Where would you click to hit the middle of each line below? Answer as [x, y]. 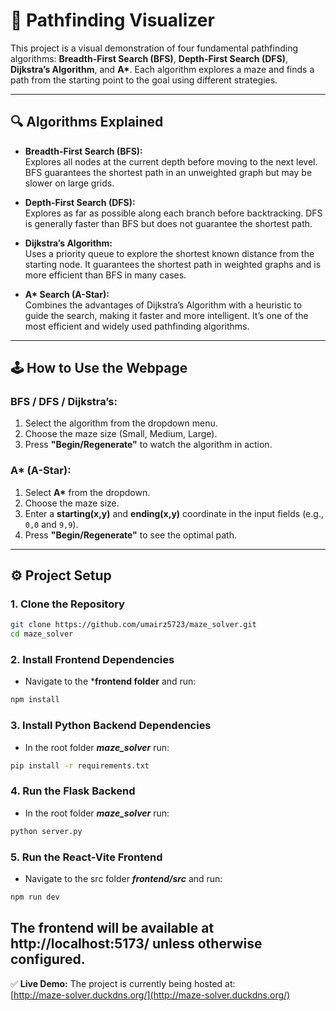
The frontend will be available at [112, 928]
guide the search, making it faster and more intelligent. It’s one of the [166, 315]
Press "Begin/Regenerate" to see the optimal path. [130, 535]
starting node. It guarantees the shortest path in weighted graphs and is [173, 264]
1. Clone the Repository [67, 604]
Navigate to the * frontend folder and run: [110, 681]
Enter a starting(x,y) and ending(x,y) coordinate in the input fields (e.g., [174, 513]
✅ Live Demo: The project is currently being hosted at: [123, 983]
